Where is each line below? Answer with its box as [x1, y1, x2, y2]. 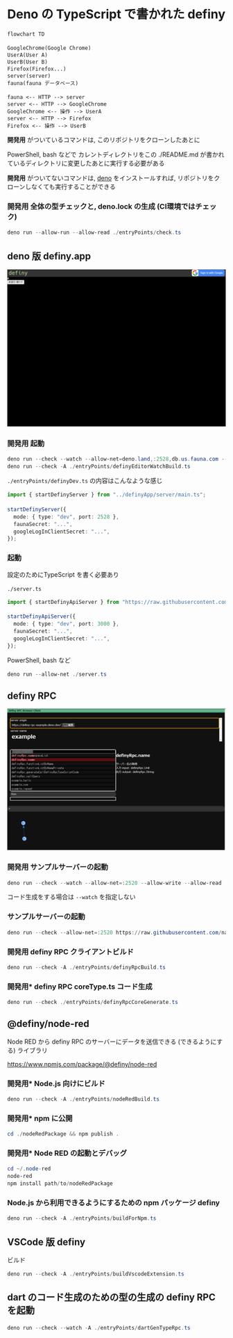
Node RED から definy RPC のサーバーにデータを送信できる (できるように [7, 1037, 217, 1046]
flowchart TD [7, 31, 45, 38]
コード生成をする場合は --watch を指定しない [7, 893, 136, 901]
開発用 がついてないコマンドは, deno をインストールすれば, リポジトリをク [7, 173, 221, 182]
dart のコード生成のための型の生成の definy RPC [7, 1291, 216, 1303]
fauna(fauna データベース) [7, 79, 78, 87]
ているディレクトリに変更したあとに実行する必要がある [7, 159, 165, 167]
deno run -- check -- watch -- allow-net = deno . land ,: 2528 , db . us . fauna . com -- [7, 456, 228, 463]
